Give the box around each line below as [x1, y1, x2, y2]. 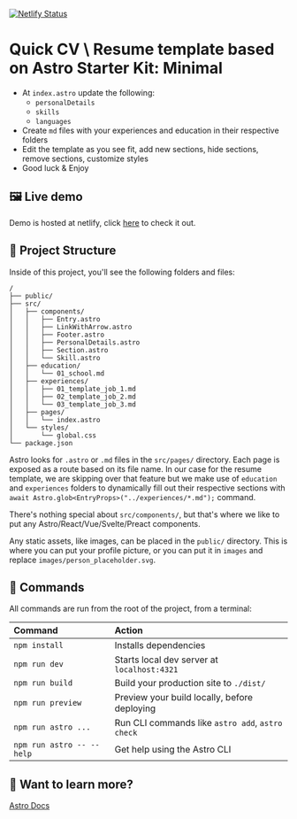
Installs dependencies [114, 639, 206, 652]
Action [114, 624, 143, 637]
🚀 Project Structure [9, 243, 117, 259]
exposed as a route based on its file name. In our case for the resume [9, 463, 263, 474]
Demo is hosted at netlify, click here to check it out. [9, 217, 196, 228]
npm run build [13, 678, 73, 688]
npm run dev [13, 660, 65, 669]
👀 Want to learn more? [9, 777, 134, 792]
